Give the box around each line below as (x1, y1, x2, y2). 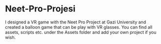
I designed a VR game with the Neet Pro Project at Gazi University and (5, 19, 146, 25)
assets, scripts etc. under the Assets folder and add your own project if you (5, 29, 157, 35)
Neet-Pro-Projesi (5, 3, 76, 14)
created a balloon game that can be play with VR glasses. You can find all (5, 24, 153, 30)
